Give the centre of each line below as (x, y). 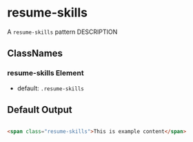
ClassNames (35, 53)
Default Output (40, 110)
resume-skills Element (45, 73)
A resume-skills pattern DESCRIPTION (62, 32)
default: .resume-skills (51, 88)
